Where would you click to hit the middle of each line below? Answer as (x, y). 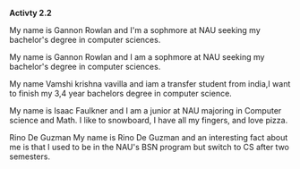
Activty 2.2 (30, 13)
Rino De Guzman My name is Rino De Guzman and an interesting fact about (149, 137)
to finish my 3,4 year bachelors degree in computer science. (121, 93)
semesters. (30, 156)
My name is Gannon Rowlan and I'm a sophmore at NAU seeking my (135, 30)
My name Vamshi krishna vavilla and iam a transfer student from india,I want (150, 84)
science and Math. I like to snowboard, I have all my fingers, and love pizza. (149, 120)
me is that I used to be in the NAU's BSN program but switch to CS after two (149, 147)
